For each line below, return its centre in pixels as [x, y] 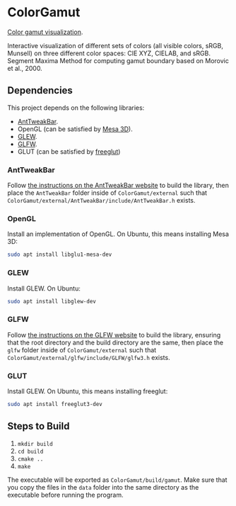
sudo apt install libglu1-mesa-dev [60, 255]
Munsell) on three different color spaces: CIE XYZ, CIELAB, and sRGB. [109, 53]
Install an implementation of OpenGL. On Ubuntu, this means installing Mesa [118, 234]
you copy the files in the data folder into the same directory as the [103, 487]
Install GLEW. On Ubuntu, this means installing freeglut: [88, 391]
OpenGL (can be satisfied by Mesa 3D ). [75, 129]
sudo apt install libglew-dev [52, 301]
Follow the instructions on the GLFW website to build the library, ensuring [114, 334]
